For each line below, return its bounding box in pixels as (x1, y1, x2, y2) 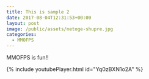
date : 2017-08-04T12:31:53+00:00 (6, 15, 92, 21)
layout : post (6, 20, 40, 26)
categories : (6, 32, 37, 38)
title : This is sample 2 (6, 9, 70, 15)
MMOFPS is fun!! (6, 54, 49, 61)
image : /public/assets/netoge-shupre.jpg (6, 26, 114, 32)
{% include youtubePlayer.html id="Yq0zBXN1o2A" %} (6, 66, 144, 73)
